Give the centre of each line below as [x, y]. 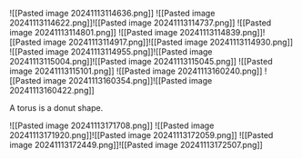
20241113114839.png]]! [222, 32]
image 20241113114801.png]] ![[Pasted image [94, 32]
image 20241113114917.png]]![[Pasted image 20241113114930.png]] [168, 42]
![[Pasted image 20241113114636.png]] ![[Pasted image [112, 13]
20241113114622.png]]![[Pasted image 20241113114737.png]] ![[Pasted [141, 23]
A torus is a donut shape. [56, 108]
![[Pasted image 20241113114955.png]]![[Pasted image [111, 52]
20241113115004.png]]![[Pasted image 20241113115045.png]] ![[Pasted [141, 61]
